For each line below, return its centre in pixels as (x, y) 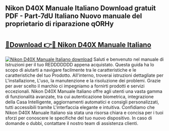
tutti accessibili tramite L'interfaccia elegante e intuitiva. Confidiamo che (80, 107)
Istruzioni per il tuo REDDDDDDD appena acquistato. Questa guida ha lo (80, 64)
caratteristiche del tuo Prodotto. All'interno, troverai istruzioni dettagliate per (84, 75)
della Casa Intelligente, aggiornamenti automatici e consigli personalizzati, (82, 102)
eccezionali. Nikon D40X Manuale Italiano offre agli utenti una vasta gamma (84, 91)
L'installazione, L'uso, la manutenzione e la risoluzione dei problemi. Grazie (83, 81)
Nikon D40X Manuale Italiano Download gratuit (81, 8)
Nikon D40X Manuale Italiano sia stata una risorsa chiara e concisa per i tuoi (84, 113)
